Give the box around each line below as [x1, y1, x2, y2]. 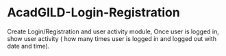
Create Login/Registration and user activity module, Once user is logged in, [7, 27, 219, 36]
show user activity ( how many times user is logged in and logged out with [7, 34, 217, 42]
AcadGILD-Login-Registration [7, 5, 180, 20]
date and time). [7, 42, 50, 50]
